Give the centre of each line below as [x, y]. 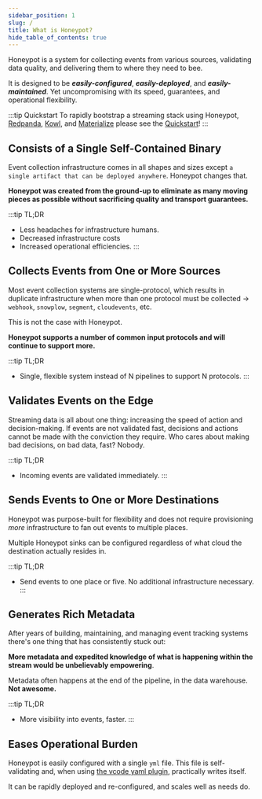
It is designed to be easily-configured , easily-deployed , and [107, 83]
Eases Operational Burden [73, 744]
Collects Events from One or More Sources [115, 271]
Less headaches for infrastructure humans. [89, 230]
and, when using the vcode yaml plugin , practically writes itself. [144, 771]
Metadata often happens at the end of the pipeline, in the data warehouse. [128, 680]
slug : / [21, 23]
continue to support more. [52, 345]
